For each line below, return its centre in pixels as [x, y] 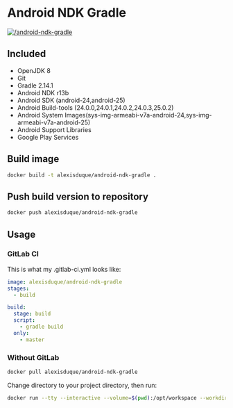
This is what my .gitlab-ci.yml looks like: [64, 269]
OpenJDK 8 [34, 70]
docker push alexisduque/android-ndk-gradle [72, 213]
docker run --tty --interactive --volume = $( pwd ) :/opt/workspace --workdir [118, 398]
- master [32, 340]
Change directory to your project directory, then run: [82, 385]
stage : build [32, 314]
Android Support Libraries [54, 129]
